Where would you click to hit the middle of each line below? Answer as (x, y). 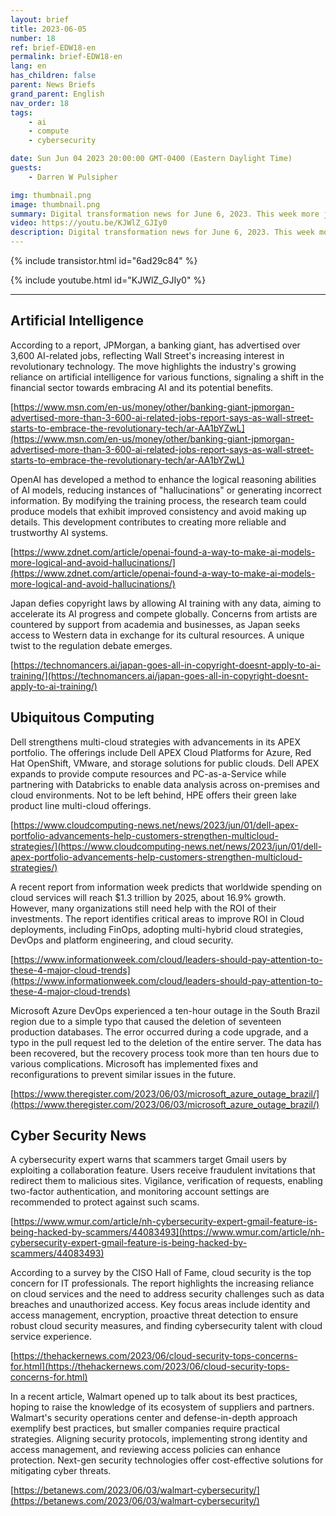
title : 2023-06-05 (48, 29)
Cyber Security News (78, 1136)
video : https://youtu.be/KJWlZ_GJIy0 (89, 223)
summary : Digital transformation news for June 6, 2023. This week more (165, 214)
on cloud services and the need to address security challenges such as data (167, 1294)
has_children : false (53, 76)
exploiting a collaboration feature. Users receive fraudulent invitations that (163, 1170)
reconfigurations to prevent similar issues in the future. (123, 1074)
